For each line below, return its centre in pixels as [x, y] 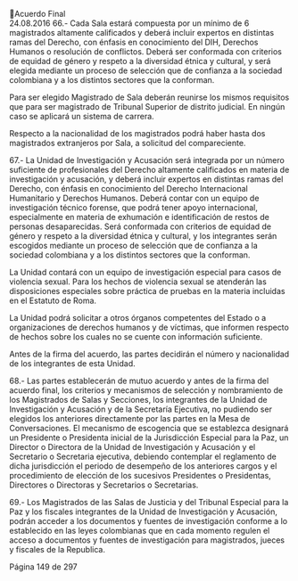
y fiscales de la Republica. [57, 549]
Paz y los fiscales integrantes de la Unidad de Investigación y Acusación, [144, 511]
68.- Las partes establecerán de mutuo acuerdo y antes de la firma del [139, 381]
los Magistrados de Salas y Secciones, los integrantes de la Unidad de [138, 400]
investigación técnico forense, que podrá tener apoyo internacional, [134, 208]
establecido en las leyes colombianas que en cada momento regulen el [140, 531]
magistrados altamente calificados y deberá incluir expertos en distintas [142, 33]
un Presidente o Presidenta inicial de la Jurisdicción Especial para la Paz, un [149, 438]
